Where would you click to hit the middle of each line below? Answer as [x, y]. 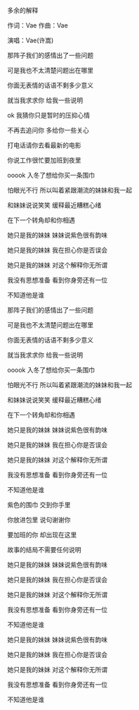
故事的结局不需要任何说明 [44, 550]
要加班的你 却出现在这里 [42, 535]
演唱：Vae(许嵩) [31, 40]
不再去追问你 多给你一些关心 [48, 130]
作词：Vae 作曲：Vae [38, 25]
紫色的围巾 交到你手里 [39, 505]
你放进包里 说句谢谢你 [39, 520]
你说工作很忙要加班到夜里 [44, 160]
